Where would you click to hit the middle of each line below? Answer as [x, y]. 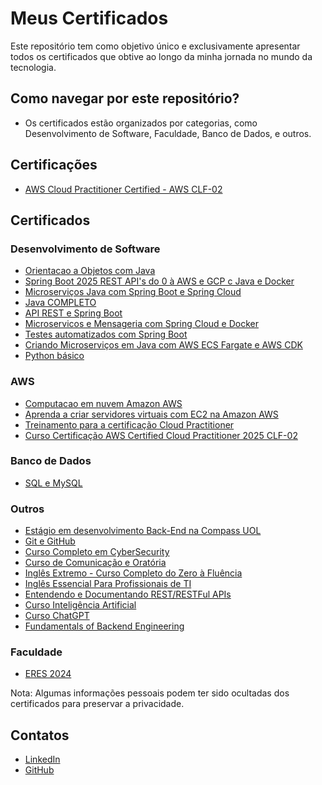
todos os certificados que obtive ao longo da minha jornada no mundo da [161, 56]
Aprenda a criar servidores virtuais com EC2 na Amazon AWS [151, 414]
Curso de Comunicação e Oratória [95, 563]
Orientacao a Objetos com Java [90, 271]
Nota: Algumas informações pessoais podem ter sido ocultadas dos [150, 693]
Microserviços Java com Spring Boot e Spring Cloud [133, 292]
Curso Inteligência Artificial [80, 605]
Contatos [40, 735]
